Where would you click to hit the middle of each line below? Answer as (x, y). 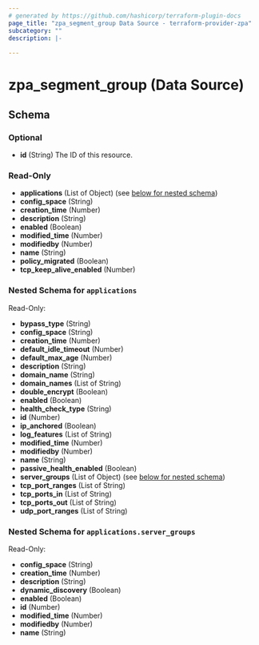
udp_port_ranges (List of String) (74, 510)
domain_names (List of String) (70, 383)
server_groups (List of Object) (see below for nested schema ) (122, 477)
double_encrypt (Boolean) (64, 391)
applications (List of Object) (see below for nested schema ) (119, 193)
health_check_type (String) (66, 409)
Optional (25, 137)
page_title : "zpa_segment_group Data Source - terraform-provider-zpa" (130, 23)
